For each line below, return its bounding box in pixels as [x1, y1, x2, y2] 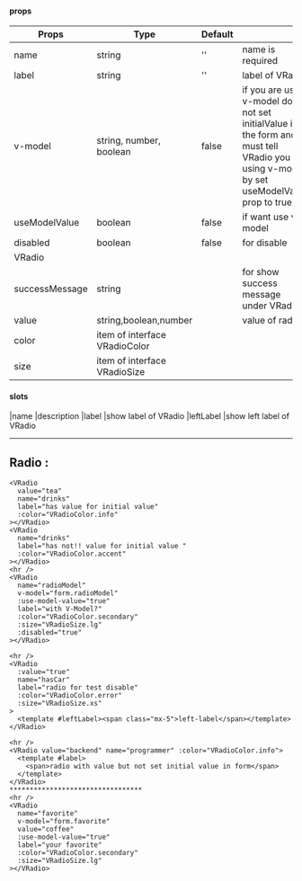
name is [242, 43, 276, 56]
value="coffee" [17, 825, 75, 834]
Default [200, 28, 234, 40]
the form [242, 129, 279, 141]
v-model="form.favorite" [17, 817, 111, 826]
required [242, 55, 279, 67]
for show [242, 266, 280, 279]
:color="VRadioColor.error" [17, 691, 123, 700]
